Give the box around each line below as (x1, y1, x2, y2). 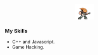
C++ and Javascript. (12, 39, 55, 45)
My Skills (5, 27, 28, 34)
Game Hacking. (12, 44, 44, 50)
